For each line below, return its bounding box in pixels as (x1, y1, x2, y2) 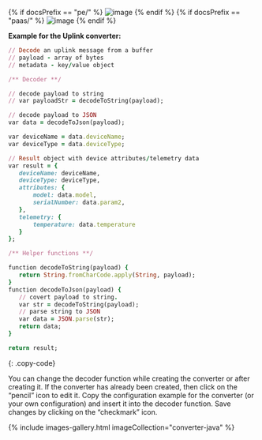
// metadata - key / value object (8, 61, 114, 69)
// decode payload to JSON (8, 111, 97, 119)
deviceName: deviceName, (18, 169, 101, 177)
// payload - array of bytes (8, 54, 104, 62)
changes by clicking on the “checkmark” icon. (8, 407, 158, 416)
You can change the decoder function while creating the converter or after (8, 374, 250, 383)
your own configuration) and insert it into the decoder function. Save (8, 399, 231, 408)
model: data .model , (32, 191, 97, 199)
